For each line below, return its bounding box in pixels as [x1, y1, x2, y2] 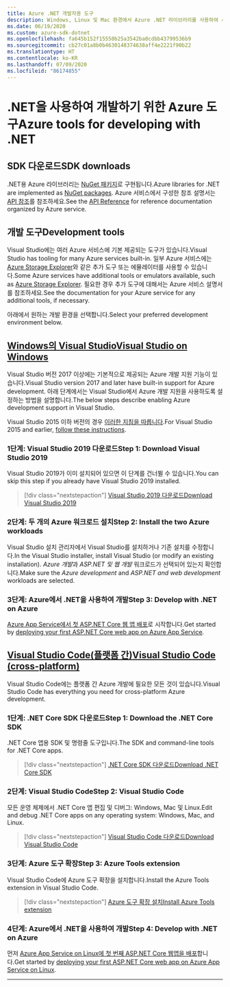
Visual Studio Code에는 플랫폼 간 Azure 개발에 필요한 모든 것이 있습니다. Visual [7, 680, 220, 688]
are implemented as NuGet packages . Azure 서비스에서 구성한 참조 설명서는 [7, 188, 216, 196]
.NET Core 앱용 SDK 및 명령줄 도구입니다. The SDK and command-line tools [7, 739, 214, 747]
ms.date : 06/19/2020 [7, 23, 66, 30]
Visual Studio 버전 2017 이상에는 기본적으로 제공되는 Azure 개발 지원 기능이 [7, 370, 211, 378]
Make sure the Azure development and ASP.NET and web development [19, 568, 221, 577]
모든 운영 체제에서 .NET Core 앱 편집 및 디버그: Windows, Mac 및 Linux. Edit [7, 804, 213, 812]
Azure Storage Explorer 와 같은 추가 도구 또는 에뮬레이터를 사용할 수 [7, 263, 190, 271]
